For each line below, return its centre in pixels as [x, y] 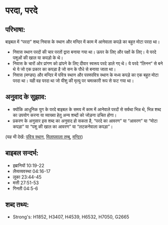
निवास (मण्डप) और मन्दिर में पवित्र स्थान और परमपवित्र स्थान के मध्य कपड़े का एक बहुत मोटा [86, 75]
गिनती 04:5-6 [25, 188]
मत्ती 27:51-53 [26, 183]
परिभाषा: [15, 29]
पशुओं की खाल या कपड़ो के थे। [38, 58]
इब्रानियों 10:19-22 [29, 165]
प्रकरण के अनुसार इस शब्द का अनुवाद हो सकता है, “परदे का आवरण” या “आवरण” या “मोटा [85, 121]
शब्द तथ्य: [17, 205]
